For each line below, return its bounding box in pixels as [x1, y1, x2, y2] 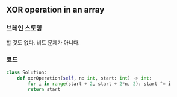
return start [28, 86, 61, 92]
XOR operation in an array [6, 5, 105, 15]
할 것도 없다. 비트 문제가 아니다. [6, 39, 80, 46]
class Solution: [6, 69, 47, 75]
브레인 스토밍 [6, 24, 42, 33]
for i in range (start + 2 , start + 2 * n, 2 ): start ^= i [28, 81, 171, 87]
